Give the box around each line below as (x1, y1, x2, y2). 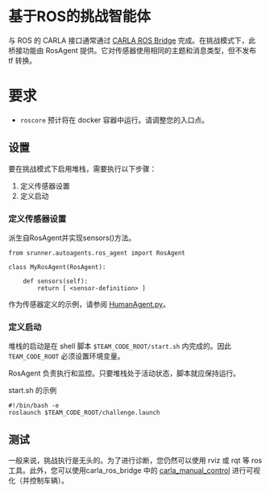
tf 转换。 (8, 56, 37, 65)
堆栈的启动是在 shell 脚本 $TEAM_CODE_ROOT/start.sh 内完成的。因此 (8, 342, 232, 351)
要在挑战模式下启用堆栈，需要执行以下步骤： (8, 164, 157, 173)
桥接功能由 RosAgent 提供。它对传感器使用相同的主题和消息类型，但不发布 (8, 45, 256, 55)
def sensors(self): (23, 277, 89, 285)
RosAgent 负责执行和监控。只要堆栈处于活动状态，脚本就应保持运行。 (8, 368, 240, 379)
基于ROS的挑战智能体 (8, 7, 152, 26)
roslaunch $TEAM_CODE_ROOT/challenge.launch (8, 408, 160, 417)
